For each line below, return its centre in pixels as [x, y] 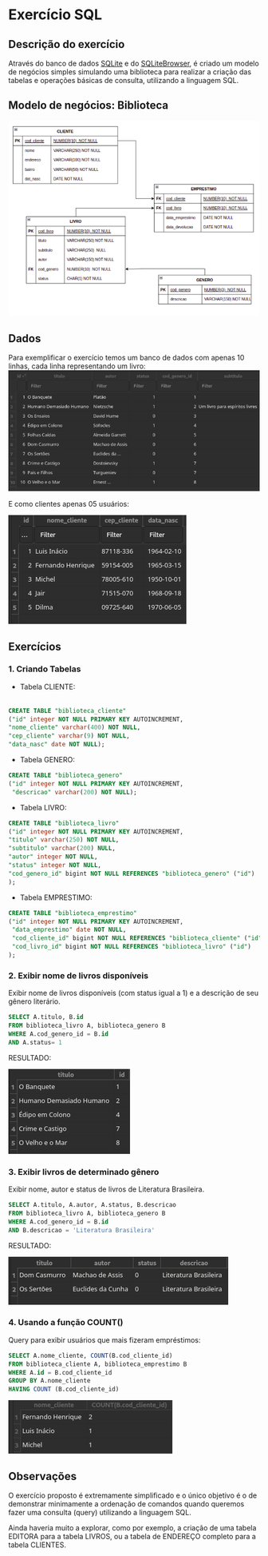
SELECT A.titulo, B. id [46, 1017]
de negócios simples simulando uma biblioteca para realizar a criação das [130, 72]
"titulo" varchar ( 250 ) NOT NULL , [64, 840]
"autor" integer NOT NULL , [53, 857]
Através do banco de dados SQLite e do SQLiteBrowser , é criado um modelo [134, 63]
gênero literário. [35, 1001]
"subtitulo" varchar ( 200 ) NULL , [62, 849]
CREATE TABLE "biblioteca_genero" [66, 776]
